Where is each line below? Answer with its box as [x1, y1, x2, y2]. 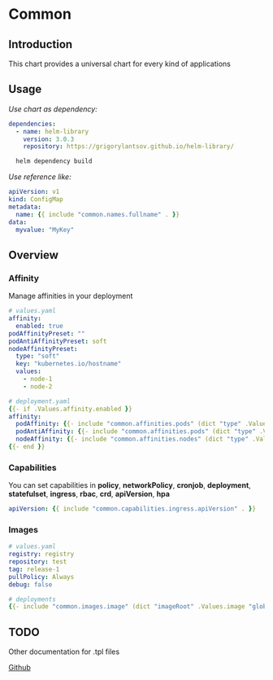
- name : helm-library [15, 127, 89, 135]
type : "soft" [15, 352, 60, 361]
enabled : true [15, 322, 63, 330]
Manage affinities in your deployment [8, 291, 133, 301]
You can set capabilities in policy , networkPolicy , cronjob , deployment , [8, 480, 252, 490]
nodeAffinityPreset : [8, 344, 79, 353]
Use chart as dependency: [8, 103, 97, 114]
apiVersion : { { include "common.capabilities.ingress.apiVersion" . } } [8, 505, 256, 513]
